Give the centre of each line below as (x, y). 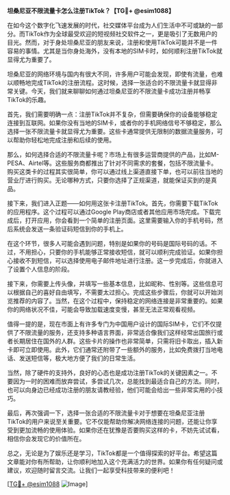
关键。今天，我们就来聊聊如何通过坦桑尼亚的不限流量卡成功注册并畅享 (112, 91)
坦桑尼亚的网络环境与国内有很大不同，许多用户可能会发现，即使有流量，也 (112, 74)
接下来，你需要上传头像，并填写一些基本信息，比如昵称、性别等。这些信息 (112, 284)
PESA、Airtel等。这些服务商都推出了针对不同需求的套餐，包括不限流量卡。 (112, 163)
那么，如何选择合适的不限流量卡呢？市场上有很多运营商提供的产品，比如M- (113, 154)
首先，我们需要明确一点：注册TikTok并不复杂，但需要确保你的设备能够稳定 (112, 114)
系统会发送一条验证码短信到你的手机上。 (70, 229)
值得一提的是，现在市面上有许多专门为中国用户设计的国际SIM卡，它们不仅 (112, 324)
